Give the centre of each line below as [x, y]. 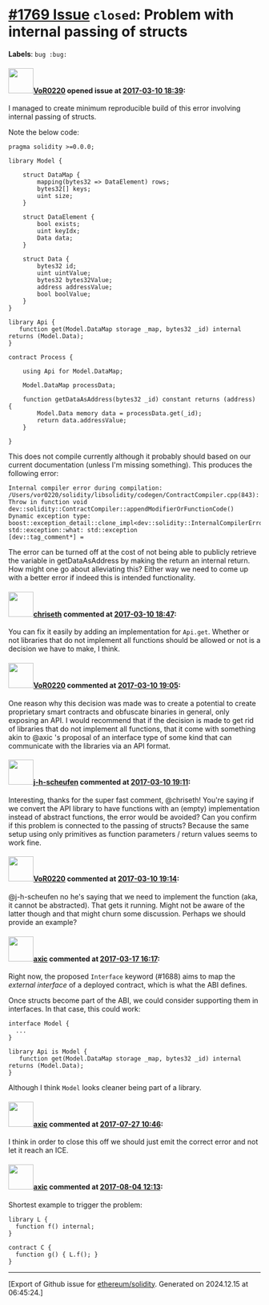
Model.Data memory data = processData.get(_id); [120, 414]
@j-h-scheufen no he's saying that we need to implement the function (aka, [133, 896]
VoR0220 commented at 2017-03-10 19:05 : [107, 685]
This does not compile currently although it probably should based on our [130, 457]
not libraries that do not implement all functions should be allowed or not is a [134, 640]
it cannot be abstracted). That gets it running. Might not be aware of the [127, 905]
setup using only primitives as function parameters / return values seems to [133, 834]
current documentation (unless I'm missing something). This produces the [130, 465]
